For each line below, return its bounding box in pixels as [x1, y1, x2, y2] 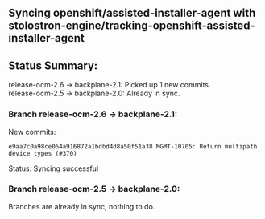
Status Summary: [8, 59, 98, 72]
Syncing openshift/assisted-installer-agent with [8, 6, 256, 20]
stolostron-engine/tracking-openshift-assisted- [8, 19, 255, 33]
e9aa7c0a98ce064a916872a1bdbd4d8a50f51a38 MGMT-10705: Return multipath [8, 142, 258, 151]
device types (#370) [8, 149, 78, 157]
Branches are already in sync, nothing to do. [8, 201, 155, 211]
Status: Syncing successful [8, 164, 99, 173]
